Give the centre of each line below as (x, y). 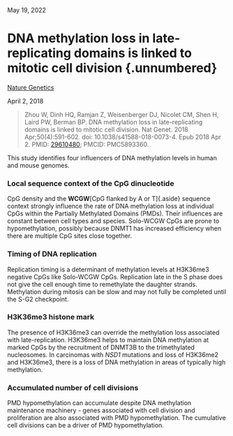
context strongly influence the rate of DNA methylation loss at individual (111, 206)
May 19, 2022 (27, 10)
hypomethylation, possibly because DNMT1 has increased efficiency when (114, 228)
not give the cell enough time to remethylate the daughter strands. (102, 284)
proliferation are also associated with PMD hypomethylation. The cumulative (117, 418)
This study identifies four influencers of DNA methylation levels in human (112, 157)
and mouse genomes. (38, 165)
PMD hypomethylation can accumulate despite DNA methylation (99, 403)
